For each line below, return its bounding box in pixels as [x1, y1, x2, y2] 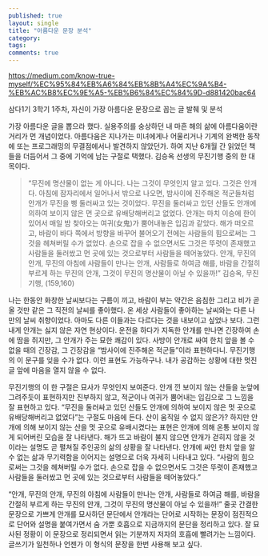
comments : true [8, 49, 59, 57]
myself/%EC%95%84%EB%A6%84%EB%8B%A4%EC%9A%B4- [8, 79, 227, 89]
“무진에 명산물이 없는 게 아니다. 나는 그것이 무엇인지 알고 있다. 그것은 [27, 178, 242, 188]
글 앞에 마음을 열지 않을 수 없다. [8, 366, 106, 374]
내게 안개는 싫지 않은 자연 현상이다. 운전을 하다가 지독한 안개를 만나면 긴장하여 [8, 326, 252, 334]
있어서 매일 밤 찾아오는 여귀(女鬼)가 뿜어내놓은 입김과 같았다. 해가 [27, 218, 234, 228]
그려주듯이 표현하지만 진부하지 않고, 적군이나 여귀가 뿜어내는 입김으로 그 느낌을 [8, 393, 254, 402]
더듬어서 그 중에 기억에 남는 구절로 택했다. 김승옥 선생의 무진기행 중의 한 [22, 151, 247, 161]
